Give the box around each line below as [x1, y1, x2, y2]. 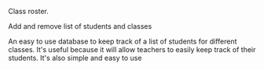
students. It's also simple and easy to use [8, 54, 142, 62]
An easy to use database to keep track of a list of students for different [8, 37, 237, 46]
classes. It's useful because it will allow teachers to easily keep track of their [8, 45, 256, 54]
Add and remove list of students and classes [8, 22, 152, 30]
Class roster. [8, 7, 49, 16]
